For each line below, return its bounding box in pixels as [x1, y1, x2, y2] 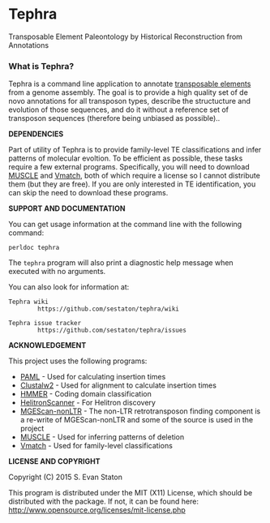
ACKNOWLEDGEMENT [8, 341, 87, 350]
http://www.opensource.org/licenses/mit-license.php [8, 505, 186, 515]
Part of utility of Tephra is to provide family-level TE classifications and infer [8, 145, 262, 155]
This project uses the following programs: [8, 356, 148, 366]
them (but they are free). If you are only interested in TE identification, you [8, 179, 256, 189]
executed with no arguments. [8, 267, 106, 277]
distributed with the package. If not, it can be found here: [8, 496, 199, 507]
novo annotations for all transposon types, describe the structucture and [8, 96, 251, 106]
